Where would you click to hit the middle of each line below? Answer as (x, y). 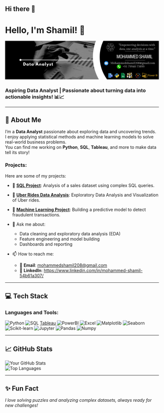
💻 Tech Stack (27, 296)
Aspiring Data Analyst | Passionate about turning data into (75, 91)
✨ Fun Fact (22, 388)
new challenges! (21, 405)
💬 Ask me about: (29, 224)
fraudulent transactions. (36, 215)
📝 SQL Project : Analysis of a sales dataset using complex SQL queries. (83, 185)
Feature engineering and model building (60, 239)
